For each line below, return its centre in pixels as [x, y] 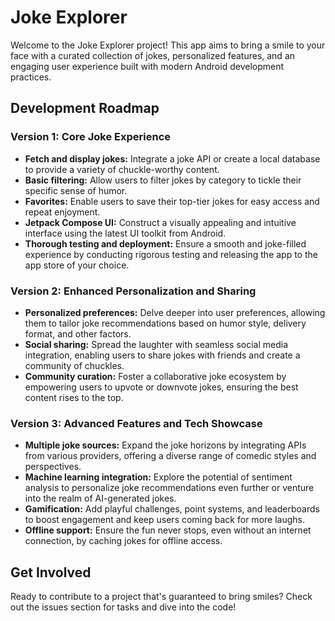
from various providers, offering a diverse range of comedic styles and [170, 456]
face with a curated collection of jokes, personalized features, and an [153, 55]
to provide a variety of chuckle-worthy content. [122, 169]
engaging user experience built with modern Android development [147, 66]
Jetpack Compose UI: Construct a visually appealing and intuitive [160, 222]
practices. [31, 77]
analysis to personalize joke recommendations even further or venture [169, 488]
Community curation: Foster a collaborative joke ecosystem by [155, 376]
